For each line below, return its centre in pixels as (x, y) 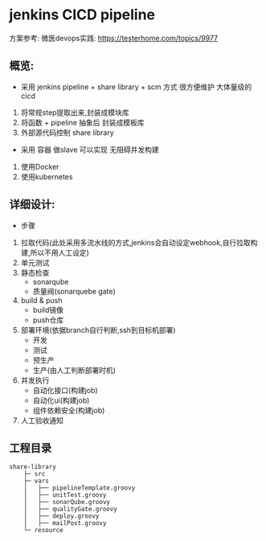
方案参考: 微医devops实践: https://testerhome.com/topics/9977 (114, 38)
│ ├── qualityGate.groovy (70, 509)
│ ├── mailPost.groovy (65, 523)
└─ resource (43, 531)
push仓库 (48, 320)
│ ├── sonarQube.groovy (67, 502)
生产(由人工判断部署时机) (74, 370)
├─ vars (36, 481)
